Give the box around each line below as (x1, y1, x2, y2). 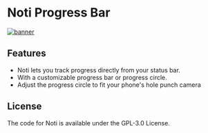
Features (7, 48, 46, 59)
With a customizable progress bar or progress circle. (17, 73, 167, 81)
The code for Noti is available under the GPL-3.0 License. (7, 119, 171, 127)
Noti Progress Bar (7, 5, 111, 21)
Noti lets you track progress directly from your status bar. (17, 65, 181, 74)
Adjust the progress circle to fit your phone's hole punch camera (17, 81, 202, 89)
